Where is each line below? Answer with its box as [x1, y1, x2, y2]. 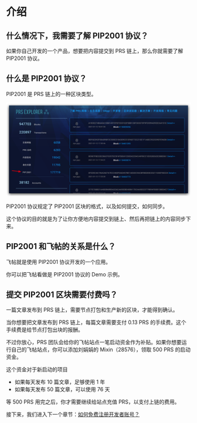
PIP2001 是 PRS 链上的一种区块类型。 [6, 90, 97, 97]
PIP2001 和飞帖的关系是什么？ [6, 242, 116, 252]
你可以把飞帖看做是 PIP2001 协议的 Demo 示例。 [6, 270, 123, 277]
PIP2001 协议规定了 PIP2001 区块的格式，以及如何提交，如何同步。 [6, 203, 168, 210]
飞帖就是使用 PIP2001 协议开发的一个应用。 [6, 258, 111, 265]
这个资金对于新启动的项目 [6, 366, 68, 373]
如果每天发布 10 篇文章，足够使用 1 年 [14, 378, 106, 386]
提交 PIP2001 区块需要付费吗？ [6, 289, 118, 299]
